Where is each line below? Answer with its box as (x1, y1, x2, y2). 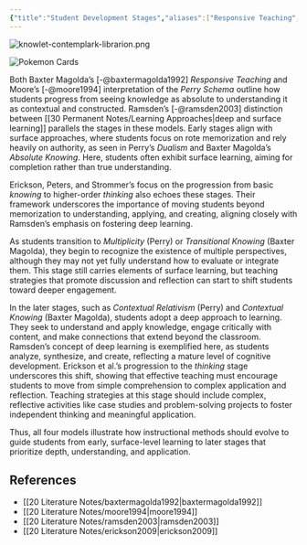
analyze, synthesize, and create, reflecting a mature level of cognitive (9, 350, 271, 361)
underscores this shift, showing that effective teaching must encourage (9, 369, 279, 380)
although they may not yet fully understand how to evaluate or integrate (9, 255, 280, 266)
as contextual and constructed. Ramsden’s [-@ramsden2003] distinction (9, 102, 283, 114)
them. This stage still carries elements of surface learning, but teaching (9, 264, 279, 275)
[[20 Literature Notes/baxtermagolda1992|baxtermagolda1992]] (22, 497, 263, 508)
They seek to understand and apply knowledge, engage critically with (9, 321, 272, 332)
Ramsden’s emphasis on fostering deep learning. (9, 218, 194, 229)
